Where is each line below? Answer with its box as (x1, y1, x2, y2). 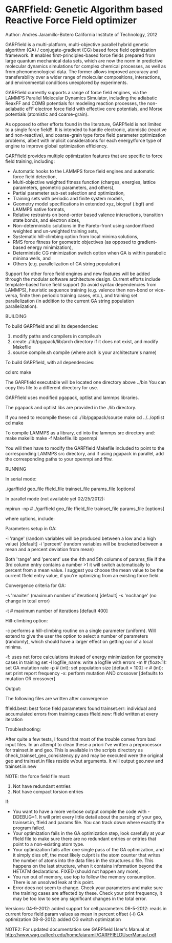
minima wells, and (12, 255, 51, 261)
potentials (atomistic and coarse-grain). (5, 111, 89, 117)
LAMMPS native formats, (12, 206, 66, 212)
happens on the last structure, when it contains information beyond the (12, 863, 163, 869)
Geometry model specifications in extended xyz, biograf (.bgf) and (12, 201, 154, 207)
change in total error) (5, 598, 50, 604)
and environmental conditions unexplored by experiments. (5, 79, 128, 86)
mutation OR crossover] (5, 675, 55, 682)
